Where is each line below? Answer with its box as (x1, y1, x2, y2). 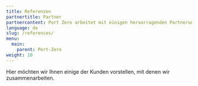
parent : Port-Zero (16, 47, 62, 53)
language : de (6, 25, 38, 31)
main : (11, 42, 25, 47)
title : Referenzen (6, 8, 51, 15)
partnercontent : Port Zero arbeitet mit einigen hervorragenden (6, 19, 167, 25)
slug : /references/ (6, 30, 54, 36)
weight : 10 (6, 52, 33, 58)
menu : (6, 36, 19, 42)
